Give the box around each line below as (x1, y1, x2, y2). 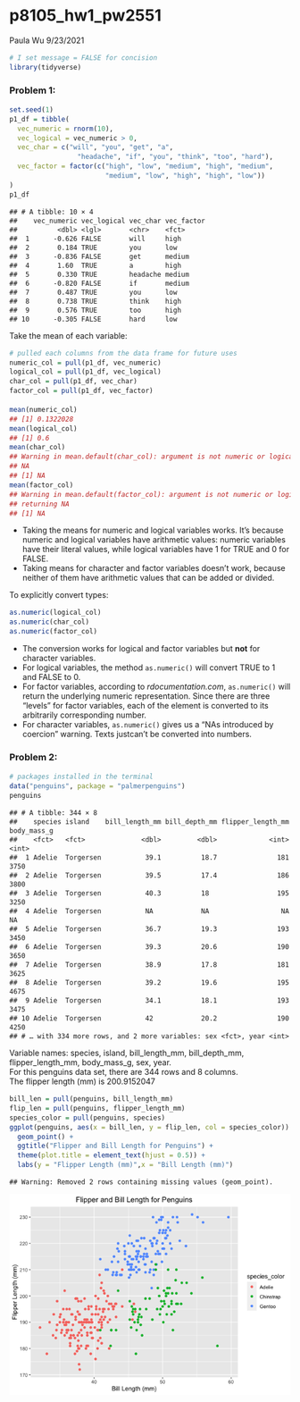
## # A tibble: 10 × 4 (9, 207, 94, 216)
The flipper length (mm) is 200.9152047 (9, 1076, 156, 1087)
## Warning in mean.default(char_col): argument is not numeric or (9, 452, 266, 461)
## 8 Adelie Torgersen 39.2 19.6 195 (9, 978, 290, 987)
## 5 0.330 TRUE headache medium (9, 270, 190, 279)
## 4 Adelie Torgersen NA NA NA (9, 907, 290, 916)
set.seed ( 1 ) (9, 105, 54, 114)
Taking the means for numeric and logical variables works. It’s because (21, 525, 284, 536)
